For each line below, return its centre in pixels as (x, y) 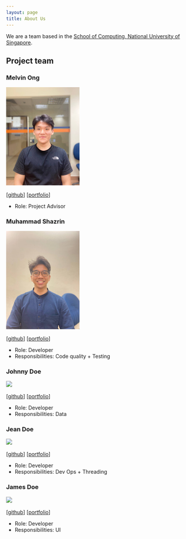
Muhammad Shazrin (35, 221)
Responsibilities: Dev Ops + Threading (61, 472)
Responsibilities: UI (38, 530)
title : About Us (26, 19)
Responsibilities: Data (40, 414)
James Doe (23, 487)
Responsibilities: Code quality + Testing (62, 356)
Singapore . (19, 42)
